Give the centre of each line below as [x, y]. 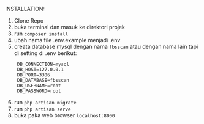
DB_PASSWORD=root [39, 91]
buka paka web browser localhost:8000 [64, 115]
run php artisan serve [42, 109]
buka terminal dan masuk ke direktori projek [70, 27]
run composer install [41, 34]
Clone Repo [29, 20]
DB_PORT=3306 [33, 75]
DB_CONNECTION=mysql [43, 64]
